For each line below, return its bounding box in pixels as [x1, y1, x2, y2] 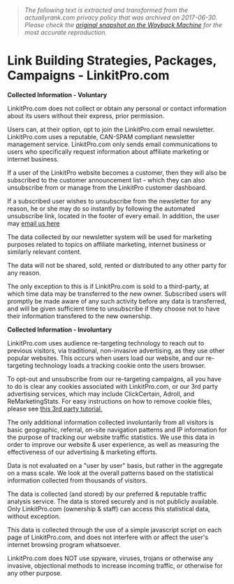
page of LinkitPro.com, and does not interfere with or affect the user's [7, 533, 208, 541]
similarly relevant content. [7, 248, 82, 256]
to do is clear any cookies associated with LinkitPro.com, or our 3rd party [7, 382, 219, 390]
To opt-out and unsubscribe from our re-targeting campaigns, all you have [7, 374, 221, 383]
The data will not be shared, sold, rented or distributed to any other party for [7, 261, 227, 269]
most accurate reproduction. [24, 28, 108, 36]
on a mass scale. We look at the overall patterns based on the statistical [7, 469, 214, 477]
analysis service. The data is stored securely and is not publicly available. [7, 497, 219, 506]
